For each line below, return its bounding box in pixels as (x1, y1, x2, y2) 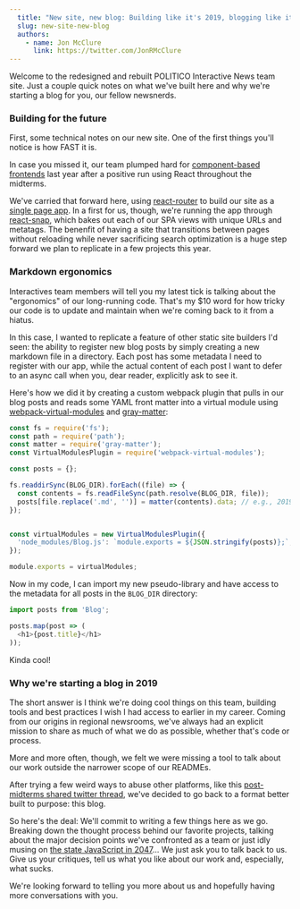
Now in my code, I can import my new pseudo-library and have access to (9, 579, 279, 590)
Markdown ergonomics (9, 266, 112, 278)
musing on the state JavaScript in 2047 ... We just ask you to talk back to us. (9, 844, 287, 854)
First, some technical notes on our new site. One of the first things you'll (9, 132, 274, 143)
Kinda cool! (9, 654, 51, 665)
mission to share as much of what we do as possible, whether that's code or (9, 726, 290, 736)
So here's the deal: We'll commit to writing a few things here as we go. (9, 815, 269, 826)
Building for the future (9, 113, 107, 125)
